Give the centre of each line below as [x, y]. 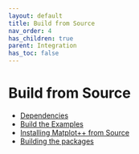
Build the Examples [52, 124]
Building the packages [57, 141]
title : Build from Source [51, 23]
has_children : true [41, 38]
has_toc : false [34, 53]
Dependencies [44, 115]
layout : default [35, 16]
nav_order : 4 [30, 31]
